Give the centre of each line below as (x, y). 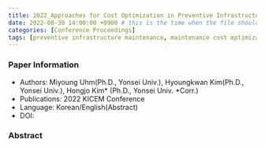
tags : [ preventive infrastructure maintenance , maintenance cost (118, 37)
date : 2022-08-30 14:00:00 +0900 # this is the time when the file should (134, 23)
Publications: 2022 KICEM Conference (82, 98)
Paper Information (44, 65)
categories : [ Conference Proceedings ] (72, 30)
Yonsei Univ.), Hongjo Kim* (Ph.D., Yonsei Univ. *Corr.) (109, 90)
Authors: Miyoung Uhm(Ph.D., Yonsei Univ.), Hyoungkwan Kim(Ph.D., (132, 82)
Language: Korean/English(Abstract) (78, 107)
